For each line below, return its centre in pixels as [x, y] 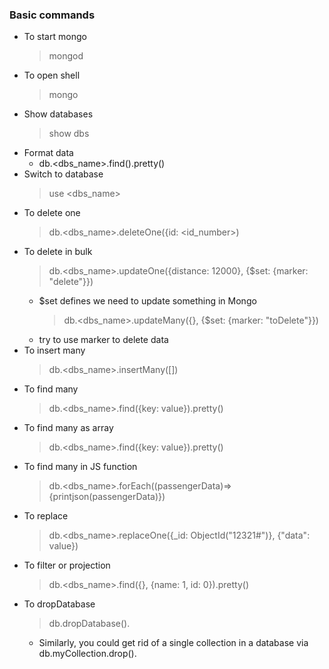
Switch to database [63, 174]
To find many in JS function [80, 467]
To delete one [52, 213]
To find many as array [68, 428]
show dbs [69, 134]
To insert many [54, 350]
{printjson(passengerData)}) [107, 497]
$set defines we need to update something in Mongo [147, 301]
